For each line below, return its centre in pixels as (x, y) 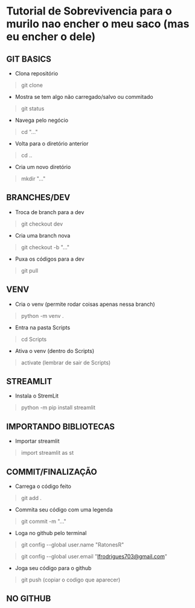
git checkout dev (42, 224)
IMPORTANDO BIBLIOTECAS (61, 426)
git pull (29, 270)
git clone (32, 85)
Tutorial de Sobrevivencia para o (89, 11)
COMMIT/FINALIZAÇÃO (52, 472)
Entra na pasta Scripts (43, 328)
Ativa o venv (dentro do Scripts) (55, 350)
